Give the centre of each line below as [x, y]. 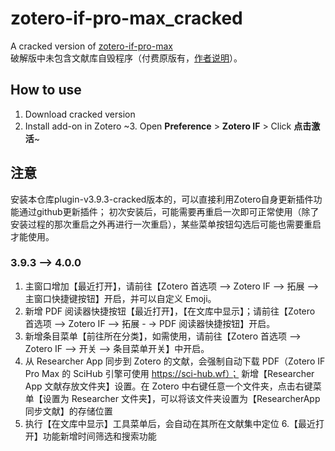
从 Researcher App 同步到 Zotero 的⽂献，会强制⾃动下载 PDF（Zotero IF [175, 361]
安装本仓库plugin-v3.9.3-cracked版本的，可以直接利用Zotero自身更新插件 [162, 199]
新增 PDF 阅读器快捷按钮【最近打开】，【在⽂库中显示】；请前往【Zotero [170, 311]
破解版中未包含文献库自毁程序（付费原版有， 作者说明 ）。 [126, 58]
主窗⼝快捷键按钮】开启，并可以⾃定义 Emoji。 [120, 298]
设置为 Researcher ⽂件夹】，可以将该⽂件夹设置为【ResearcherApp [181, 398]
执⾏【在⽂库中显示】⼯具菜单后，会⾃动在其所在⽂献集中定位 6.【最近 [170, 423]
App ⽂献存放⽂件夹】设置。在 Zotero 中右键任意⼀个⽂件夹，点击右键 [168, 386]
